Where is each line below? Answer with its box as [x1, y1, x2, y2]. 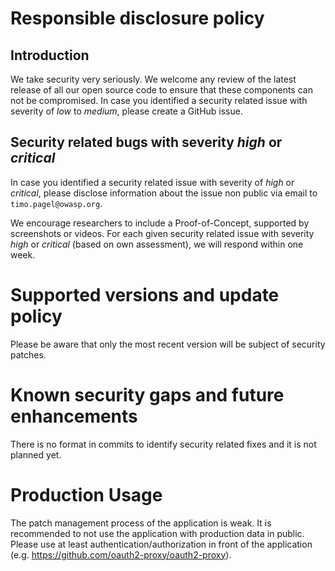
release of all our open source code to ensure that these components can [10, 84, 313, 96]
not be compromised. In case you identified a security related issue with [10, 95, 308, 106]
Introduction [10, 47, 90, 64]
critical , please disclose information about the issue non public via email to [10, 187, 318, 199]
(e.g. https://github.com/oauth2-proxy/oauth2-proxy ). [10, 548, 232, 561]
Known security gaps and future [10, 383, 285, 406]
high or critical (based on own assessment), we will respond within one [10, 238, 304, 250]
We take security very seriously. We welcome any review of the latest [10, 73, 297, 85]
